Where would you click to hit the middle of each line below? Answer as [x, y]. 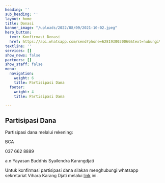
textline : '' [18, 46]
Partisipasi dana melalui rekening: [39, 132]
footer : [17, 87]
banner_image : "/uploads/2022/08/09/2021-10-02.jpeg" [61, 28]
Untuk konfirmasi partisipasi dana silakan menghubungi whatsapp [72, 170]
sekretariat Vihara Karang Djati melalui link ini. [52, 176]
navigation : [22, 74]
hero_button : [18, 32]
